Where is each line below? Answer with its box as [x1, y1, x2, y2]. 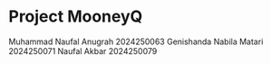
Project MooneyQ [8, 6, 143, 27]
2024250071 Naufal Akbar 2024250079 [8, 45, 158, 56]
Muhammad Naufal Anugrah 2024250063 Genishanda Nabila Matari [8, 36, 264, 47]
